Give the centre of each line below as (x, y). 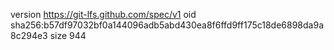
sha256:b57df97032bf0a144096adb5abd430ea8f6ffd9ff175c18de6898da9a (167, 25)
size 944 (68, 35)
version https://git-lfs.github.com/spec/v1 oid (103, 14)
